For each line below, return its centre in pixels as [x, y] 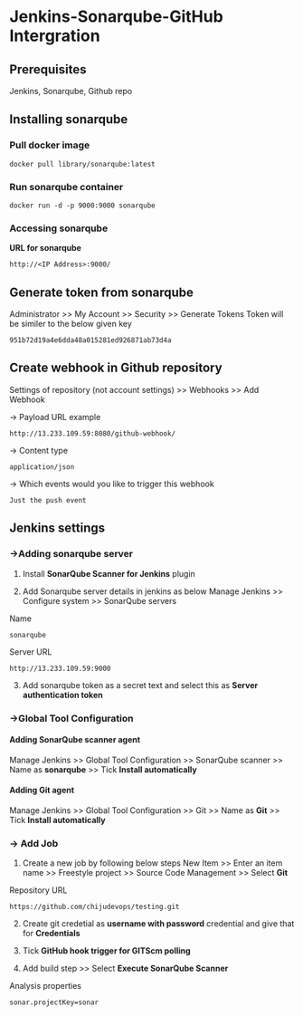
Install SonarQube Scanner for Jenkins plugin [109, 573]
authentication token [62, 695]
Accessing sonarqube [59, 228]
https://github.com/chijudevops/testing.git [95, 907]
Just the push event [48, 500]
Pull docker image [50, 145]
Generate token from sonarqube [102, 292]
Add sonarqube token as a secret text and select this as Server [140, 685]
